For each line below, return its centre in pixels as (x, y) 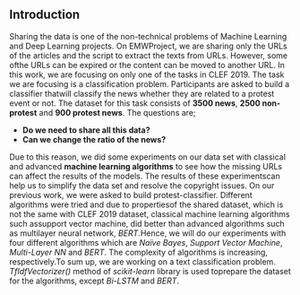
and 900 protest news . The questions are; (117, 112)
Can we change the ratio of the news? (94, 139)
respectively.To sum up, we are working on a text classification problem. (142, 261)
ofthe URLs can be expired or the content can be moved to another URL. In (147, 65)
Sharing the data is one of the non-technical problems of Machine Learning (148, 36)
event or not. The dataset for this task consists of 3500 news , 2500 (135, 103)
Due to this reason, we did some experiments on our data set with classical (148, 157)
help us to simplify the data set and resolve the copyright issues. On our (142, 185)
